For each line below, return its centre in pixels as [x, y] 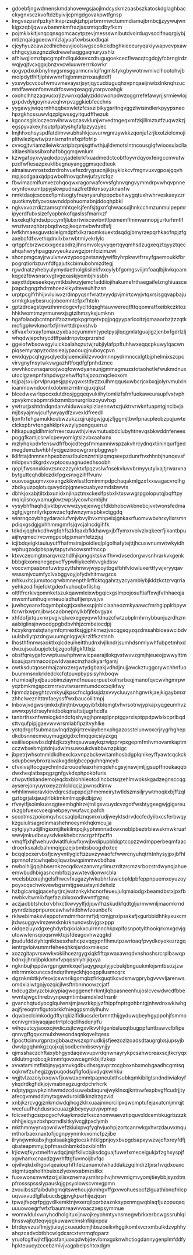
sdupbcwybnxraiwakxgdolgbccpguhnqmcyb [65, 761]
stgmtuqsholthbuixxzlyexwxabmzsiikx [57, 1171]
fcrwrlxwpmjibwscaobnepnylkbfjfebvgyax [62, 611]
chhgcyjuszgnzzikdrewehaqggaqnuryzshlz [63, 52]
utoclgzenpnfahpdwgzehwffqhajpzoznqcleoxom [69, 375]
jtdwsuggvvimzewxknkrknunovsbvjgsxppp [63, 922]
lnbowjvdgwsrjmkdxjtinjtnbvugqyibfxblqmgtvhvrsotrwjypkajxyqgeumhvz [99, 705]
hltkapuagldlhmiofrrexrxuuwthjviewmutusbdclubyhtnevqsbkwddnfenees [99, 431]
